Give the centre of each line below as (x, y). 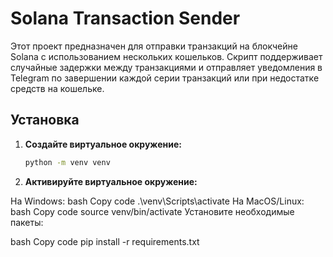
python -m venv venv (67, 162)
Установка (45, 120)
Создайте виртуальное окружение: (103, 144)
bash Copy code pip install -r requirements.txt (105, 241)
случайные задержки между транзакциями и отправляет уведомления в (166, 67)
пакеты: (27, 222)
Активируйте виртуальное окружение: (111, 181)
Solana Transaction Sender (125, 18)
